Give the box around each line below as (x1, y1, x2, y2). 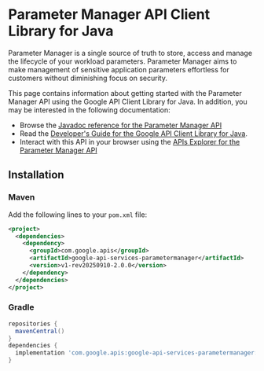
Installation (8, 168, 64, 182)
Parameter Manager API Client (8, 6, 211, 24)
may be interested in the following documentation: (8, 105, 170, 115)
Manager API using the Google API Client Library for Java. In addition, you (8, 97, 247, 106)
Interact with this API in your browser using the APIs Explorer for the (19, 137, 240, 146)
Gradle (8, 302, 35, 313)
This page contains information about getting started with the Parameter (8, 88, 242, 97)
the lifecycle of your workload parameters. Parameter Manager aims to (8, 57, 237, 66)
